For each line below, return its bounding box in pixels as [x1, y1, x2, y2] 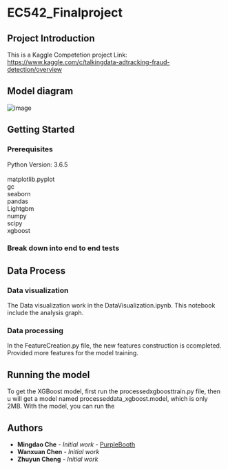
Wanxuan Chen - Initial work [17, 448, 100, 456]
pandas [7, 197, 29, 205]
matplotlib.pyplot [7, 175, 55, 183]
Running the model [7, 368, 90, 381]
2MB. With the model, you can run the [7, 402, 115, 411]
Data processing [7, 326, 64, 336]
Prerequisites [7, 144, 53, 154]
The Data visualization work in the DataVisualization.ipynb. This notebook [7, 301, 216, 310]
